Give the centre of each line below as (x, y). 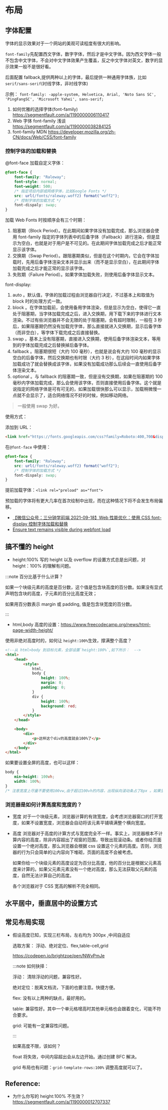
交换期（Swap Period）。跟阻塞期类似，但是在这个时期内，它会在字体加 (86, 256)
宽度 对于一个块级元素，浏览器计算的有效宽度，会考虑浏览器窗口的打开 (85, 816)
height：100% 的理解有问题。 (43, 566)
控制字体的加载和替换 (31, 151)
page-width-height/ (33, 630)
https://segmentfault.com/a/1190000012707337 (61, 1102)
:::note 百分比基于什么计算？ (34, 577)
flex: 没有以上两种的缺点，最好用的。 (50, 998)
